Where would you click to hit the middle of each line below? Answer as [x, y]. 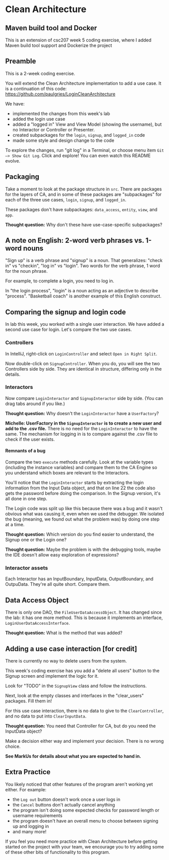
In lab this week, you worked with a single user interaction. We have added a [85, 324]
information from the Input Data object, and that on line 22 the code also [80, 488]
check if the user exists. [30, 439]
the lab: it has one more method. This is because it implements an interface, [84, 618]
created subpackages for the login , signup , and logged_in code [79, 135]
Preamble [21, 61]
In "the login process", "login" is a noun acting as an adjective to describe [82, 291]
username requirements [37, 815]
